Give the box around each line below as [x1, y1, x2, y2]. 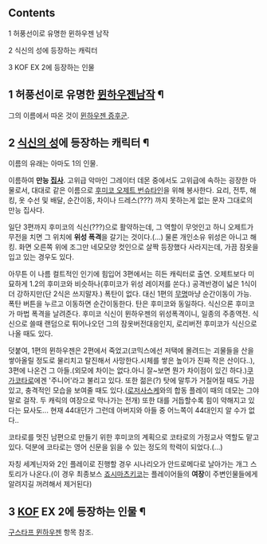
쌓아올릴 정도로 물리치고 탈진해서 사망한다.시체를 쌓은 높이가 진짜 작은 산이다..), [8, 356, 255, 366]
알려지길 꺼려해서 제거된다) [8, 479, 92, 489]
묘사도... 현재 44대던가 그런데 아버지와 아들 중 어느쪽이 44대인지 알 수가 [22, 405, 247, 415]
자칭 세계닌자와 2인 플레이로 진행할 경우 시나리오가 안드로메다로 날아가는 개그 [8, 460, 249, 469]
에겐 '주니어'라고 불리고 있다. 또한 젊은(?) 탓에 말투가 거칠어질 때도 [33, 376, 241, 385]
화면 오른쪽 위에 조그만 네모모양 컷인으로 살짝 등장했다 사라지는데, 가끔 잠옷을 [18, 242, 259, 252]
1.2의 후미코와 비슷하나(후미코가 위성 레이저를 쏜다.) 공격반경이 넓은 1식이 [29, 279, 257, 289]
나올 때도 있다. [8, 329, 53, 339]
